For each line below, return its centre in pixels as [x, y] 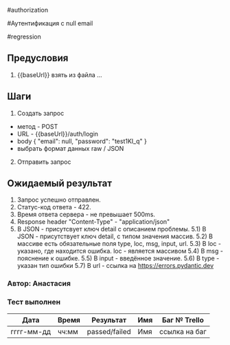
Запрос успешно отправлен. [59, 200]
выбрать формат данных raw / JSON [70, 148]
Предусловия [38, 58]
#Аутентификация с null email [50, 23]
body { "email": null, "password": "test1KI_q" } [82, 141]
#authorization [28, 10]
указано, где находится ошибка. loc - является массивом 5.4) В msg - [120, 251]
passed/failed [109, 331]
